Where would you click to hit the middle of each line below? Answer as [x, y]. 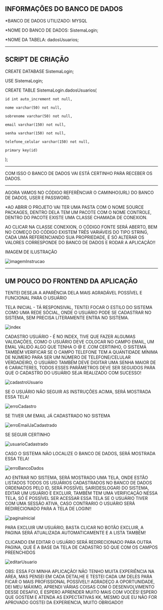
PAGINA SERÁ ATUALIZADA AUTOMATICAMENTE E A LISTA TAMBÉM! [76, 533]
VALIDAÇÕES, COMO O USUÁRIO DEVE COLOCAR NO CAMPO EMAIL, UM [80, 342]
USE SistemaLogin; [24, 80]
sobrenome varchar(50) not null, [39, 116]
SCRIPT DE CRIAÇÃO [37, 60]
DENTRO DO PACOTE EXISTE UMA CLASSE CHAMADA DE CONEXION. [76, 217]
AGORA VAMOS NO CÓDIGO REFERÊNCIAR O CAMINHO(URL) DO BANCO [80, 192]
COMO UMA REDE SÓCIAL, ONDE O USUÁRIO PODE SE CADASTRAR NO [78, 313]
